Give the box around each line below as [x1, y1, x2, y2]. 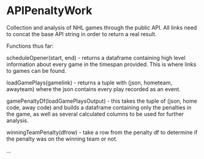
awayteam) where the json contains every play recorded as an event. [6, 85, 181, 92]
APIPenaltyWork [6, 4, 93, 18]
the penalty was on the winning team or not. [6, 135, 118, 142]
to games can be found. [6, 67, 67, 74]
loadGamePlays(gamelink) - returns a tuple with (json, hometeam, [6, 79, 173, 86]
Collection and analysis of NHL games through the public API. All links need [6, 24, 197, 31]
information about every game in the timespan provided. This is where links [6, 61, 197, 68]
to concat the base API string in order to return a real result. [6, 30, 157, 37]
